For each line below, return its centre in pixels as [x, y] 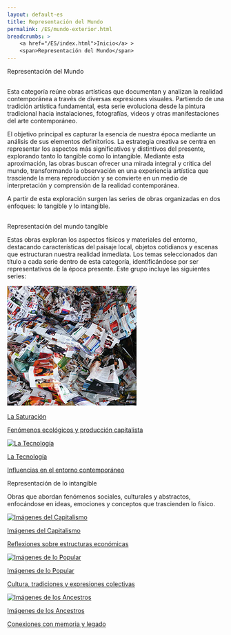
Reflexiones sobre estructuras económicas [68, 544]
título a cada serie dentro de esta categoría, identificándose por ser [103, 262]
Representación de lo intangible [52, 483]
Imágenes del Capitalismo [44, 531]
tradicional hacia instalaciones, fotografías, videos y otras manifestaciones [113, 114]
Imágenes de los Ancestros [46, 611]
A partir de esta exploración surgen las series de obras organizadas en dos [114, 199]
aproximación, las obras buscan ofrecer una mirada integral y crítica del [109, 164]
